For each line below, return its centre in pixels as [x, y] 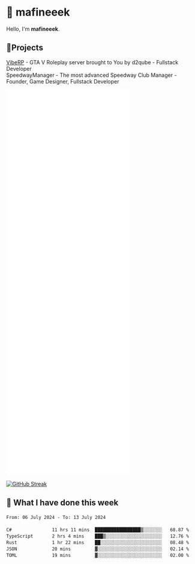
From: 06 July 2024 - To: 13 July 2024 [56, 517]
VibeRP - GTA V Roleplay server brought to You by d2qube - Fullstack [92, 62]
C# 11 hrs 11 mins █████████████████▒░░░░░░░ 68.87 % [97, 530]
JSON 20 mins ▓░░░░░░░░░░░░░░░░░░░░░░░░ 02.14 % [97, 549]
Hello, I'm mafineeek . [33, 29]
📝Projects [25, 48]
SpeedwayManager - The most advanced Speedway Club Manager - [91, 75]
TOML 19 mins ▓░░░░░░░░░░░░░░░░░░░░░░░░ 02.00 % [97, 555]
